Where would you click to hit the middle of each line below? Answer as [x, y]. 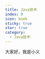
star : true [16, 28]
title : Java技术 [21, 10]
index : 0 [14, 14]
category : [15, 32]
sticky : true [19, 23]
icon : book [16, 19]
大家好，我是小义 [22, 52]
